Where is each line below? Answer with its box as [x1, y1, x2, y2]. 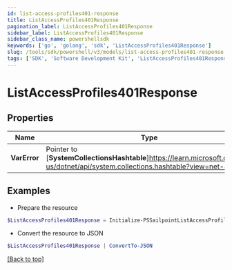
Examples [7, 185, 50, 197]
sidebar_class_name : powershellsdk [7, 36, 110, 43]
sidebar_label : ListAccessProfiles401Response [7, 29, 144, 37]
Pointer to [46, 144, 78, 154]
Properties [7, 112, 54, 124]
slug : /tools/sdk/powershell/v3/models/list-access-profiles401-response [7, 49, 224, 56]
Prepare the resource [17, 203, 78, 211]
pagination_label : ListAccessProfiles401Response [7, 23, 153, 30]
